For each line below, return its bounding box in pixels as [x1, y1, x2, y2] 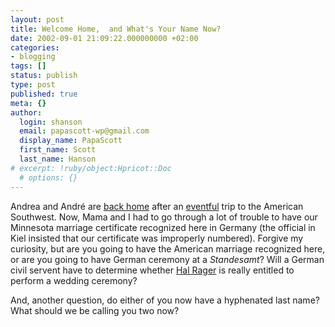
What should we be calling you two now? [10, 304, 180, 316]
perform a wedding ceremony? [10, 274, 138, 286]
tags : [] [10, 61, 47, 71]
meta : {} [10, 98, 47, 108]
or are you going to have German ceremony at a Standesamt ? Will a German [10, 253, 325, 265]
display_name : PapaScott [19, 136, 123, 146]
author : [10, 107, 43, 118]
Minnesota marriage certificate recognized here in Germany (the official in [10, 221, 316, 233]
